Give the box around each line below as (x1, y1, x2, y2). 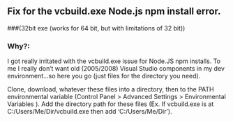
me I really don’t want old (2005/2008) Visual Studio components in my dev (7, 64, 225, 73)
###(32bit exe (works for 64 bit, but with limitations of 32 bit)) (7, 24, 186, 32)
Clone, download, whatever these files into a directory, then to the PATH (7, 85, 214, 94)
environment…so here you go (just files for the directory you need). (7, 72, 201, 80)
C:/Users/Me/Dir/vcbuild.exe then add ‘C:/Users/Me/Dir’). (7, 107, 172, 116)
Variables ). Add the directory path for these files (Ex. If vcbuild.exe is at (7, 100, 214, 108)
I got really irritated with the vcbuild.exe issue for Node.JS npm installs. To (7, 57, 221, 65)
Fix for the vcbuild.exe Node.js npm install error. (7, 6, 221, 17)
